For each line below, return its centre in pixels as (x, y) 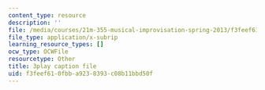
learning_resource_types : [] (56, 45)
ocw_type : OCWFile (38, 52)
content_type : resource (47, 15)
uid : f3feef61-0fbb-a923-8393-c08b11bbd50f (81, 74)
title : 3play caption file (52, 67)
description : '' (35, 23)
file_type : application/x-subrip (63, 37)
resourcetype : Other (42, 59)
